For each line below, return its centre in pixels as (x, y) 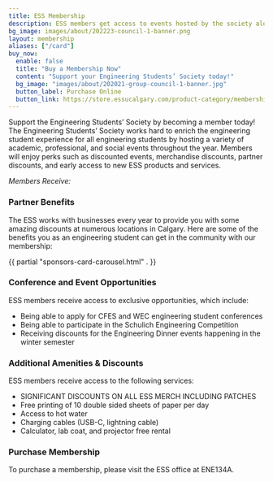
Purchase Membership (54, 452)
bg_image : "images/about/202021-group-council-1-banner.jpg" (121, 84)
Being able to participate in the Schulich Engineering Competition (129, 324)
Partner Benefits (41, 202)
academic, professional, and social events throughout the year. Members (131, 148)
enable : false (39, 62)
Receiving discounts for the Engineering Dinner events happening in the (141, 333)
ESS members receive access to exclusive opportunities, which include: (129, 300)
